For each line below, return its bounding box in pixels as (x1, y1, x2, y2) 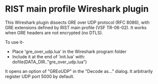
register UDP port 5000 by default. (5, 73, 74, 79)
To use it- (5, 39, 24, 45)
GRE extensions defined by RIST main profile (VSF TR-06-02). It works (5, 24, 147, 30)
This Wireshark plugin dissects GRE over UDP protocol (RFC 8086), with (5, 19, 150, 25)
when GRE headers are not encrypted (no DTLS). (5, 30, 103, 35)
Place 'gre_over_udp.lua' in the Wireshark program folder (12, 49, 126, 54)
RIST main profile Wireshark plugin (5, 3, 149, 15)
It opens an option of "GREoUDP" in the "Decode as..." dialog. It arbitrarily (5, 68, 153, 74)
